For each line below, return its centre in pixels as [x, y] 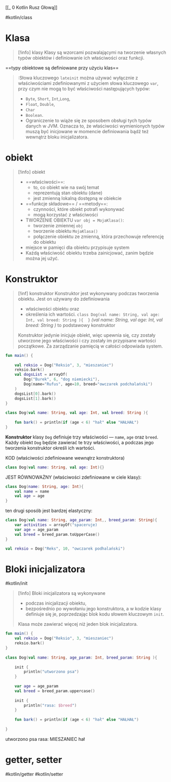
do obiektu [45, 242]
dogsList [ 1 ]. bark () [35, 398]
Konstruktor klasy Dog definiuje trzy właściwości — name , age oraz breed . [82, 437]
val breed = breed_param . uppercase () [55, 691]
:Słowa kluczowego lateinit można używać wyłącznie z [78, 78]
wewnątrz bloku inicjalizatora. [57, 137]
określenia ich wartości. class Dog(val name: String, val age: [93, 314]
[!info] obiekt [31, 172]
